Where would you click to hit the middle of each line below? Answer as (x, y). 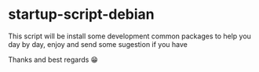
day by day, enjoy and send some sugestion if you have (98, 44)
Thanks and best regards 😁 (53, 59)
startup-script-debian (81, 14)
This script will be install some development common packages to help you (129, 36)
